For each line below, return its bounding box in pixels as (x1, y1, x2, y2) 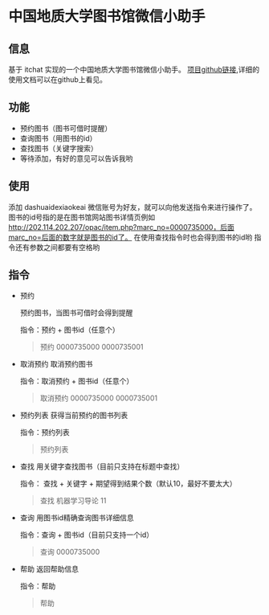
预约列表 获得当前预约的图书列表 (19, 411, 128, 420)
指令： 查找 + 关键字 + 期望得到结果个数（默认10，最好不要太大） (19, 479, 237, 489)
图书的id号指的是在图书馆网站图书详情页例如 (8, 212, 155, 222)
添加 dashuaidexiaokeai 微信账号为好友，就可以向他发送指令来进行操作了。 (8, 202, 257, 211)
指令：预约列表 (19, 428, 70, 437)
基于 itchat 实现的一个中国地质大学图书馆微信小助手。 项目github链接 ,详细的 (8, 65, 260, 74)
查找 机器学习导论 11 (39, 496, 107, 506)
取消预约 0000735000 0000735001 (39, 393, 158, 403)
